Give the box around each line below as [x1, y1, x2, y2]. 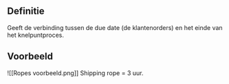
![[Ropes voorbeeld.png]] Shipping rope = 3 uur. [7, 68, 144, 77]
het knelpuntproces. [7, 31, 64, 39]
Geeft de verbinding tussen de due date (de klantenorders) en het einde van [7, 23, 223, 31]
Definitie [7, 5, 45, 17]
